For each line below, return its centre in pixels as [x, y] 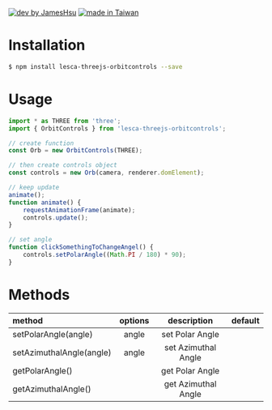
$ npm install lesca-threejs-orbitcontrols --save [96, 66]
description [190, 320]
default [245, 320]
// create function [41, 143]
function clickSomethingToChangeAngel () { [81, 247]
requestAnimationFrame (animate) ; [79, 210]
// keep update [34, 187]
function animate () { [45, 203]
